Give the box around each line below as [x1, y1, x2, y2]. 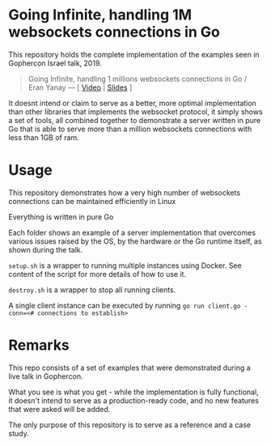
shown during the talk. [8, 244, 83, 254]
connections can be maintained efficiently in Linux [8, 196, 176, 206]
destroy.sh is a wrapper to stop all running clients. [8, 285, 176, 295]
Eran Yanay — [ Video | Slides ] [28, 83, 133, 92]
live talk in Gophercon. [8, 371, 83, 381]
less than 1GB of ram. [8, 132, 79, 142]
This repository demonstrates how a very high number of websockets [8, 188, 241, 198]
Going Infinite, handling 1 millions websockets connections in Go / [28, 74, 248, 83]
